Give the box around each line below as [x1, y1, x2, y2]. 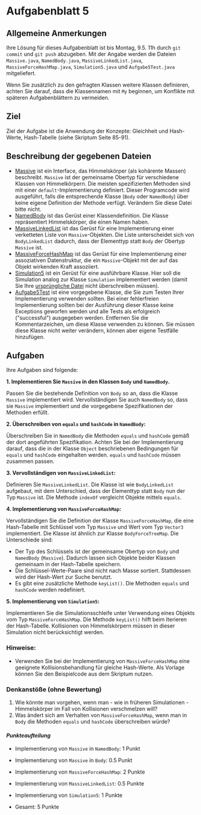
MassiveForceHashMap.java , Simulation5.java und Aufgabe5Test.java [6, 63, 175, 70]
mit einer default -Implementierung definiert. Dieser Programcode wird [14, 186, 190, 194]
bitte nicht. [14, 206, 42, 213]
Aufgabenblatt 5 [6, 4, 89, 18]
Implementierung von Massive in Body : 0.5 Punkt [14, 757, 133, 764]
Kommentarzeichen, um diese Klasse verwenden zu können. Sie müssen [14, 320, 195, 328]
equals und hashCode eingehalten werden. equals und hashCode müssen [6, 451, 181, 459]
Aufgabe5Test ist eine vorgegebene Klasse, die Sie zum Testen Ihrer [14, 288, 185, 296]
